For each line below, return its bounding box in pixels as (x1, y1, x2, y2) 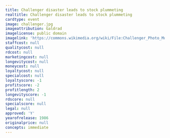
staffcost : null (5, 40, 39, 45)
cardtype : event (5, 17, 39, 22)
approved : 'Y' (5, 111, 35, 116)
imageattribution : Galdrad (5, 26, 62, 31)
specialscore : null (5, 102, 47, 107)
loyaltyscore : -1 (5, 78, 42, 83)
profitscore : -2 (5, 82, 39, 87)
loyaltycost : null (5, 69, 44, 74)
